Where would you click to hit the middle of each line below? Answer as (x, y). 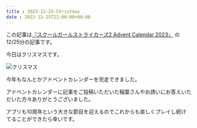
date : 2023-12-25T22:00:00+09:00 (49, 17)
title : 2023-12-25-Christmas (43, 11)
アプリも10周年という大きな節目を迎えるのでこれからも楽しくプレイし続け (96, 112)
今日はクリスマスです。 (34, 54)
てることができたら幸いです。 (42, 119)
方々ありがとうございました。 (58, 99)
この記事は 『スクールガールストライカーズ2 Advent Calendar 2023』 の (93, 34)
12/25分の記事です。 (31, 42)
